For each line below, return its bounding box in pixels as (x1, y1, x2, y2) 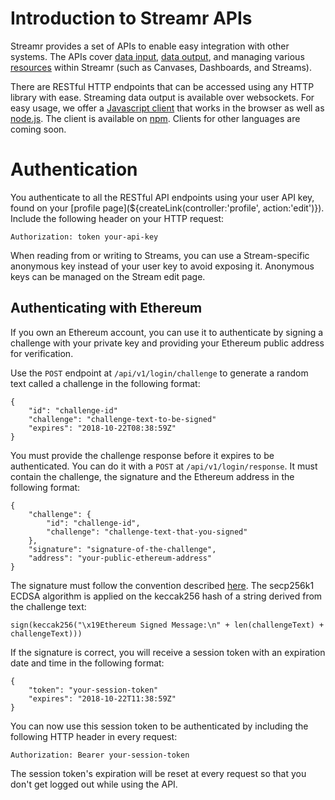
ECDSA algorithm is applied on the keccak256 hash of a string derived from (10, 590, 323, 602)
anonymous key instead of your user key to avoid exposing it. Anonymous (10, 260, 315, 272)
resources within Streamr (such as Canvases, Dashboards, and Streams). (10, 61, 313, 73)
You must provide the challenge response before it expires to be (10, 449, 275, 461)
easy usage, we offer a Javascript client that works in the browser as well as (10, 102, 325, 114)
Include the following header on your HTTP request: (10, 212, 225, 224)
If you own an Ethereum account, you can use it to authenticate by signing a (10, 326, 324, 338)
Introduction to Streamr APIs (10, 7, 253, 30)
